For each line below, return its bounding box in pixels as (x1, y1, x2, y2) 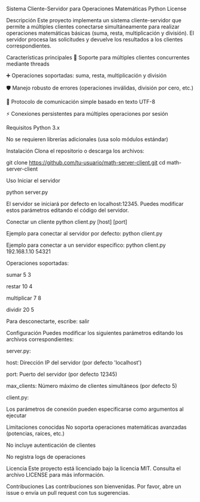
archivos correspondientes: (6, 336, 74, 343)
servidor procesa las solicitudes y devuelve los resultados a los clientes (6, 36, 183, 43)
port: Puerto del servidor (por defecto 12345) (6, 370, 118, 378)
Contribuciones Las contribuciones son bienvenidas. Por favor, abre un (6, 483, 181, 490)
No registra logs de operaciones (6, 453, 86, 460)
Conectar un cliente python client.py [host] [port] (6, 219, 128, 225)
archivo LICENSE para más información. (6, 471, 105, 478)
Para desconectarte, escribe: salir (6, 318, 90, 325)
